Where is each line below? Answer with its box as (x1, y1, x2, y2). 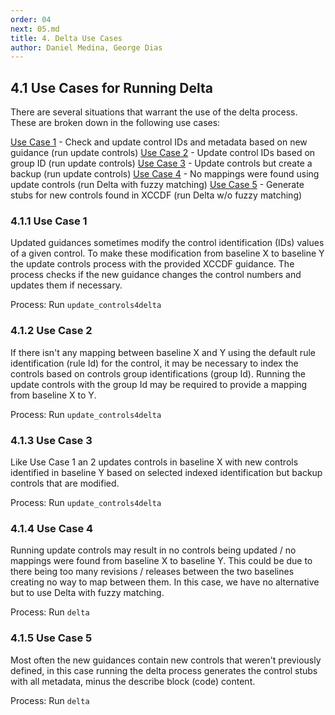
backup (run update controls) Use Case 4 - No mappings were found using (10, 168, 320, 180)
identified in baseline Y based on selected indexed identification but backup (10, 466, 323, 478)
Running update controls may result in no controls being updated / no (10, 544, 297, 556)
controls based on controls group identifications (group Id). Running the (10, 367, 306, 380)
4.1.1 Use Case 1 (10, 214, 88, 228)
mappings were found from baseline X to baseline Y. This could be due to (10, 555, 313, 567)
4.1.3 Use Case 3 (10, 433, 93, 447)
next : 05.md (10, 24, 60, 34)
